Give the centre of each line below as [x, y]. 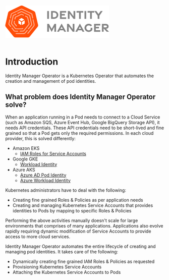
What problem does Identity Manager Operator [80, 97]
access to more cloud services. [38, 236]
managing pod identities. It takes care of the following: [62, 251]
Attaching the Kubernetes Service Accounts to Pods [67, 272]
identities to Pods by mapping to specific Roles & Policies [72, 210]
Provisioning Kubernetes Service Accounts [57, 267]
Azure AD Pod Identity [43, 175]
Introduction [32, 62]
